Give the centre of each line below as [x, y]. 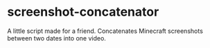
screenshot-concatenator [83, 12]
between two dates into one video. [56, 38]
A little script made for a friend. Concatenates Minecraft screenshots [105, 31]
